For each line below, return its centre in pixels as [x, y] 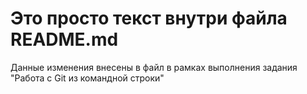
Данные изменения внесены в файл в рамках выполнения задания [154, 67]
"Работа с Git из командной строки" [87, 78]
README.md [64, 39]
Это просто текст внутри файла [149, 18]
